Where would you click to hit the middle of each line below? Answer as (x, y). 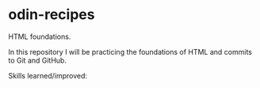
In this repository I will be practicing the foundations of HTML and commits (130, 52)
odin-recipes (52, 15)
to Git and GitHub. (38, 60)
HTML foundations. (40, 36)
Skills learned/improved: (48, 75)
